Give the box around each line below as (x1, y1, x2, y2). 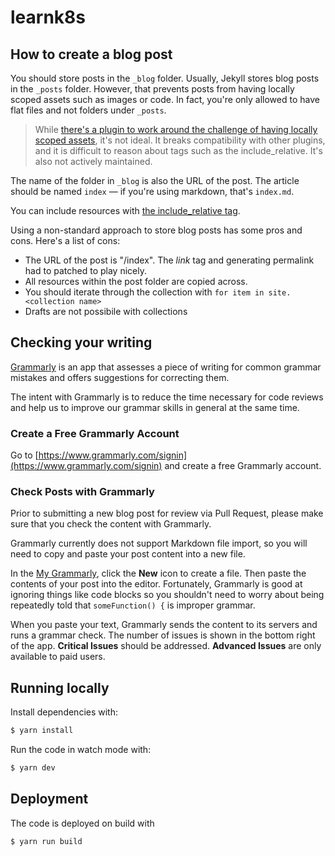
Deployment (10, 791, 89, 808)
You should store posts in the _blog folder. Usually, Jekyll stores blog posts (10, 72, 320, 84)
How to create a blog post (10, 46, 173, 63)
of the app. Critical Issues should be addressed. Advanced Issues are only (10, 640, 322, 652)
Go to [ (10, 449, 39, 461)
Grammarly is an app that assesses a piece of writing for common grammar (10, 361, 322, 373)
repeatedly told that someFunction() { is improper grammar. (10, 599, 256, 611)
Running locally (10, 679, 110, 696)
